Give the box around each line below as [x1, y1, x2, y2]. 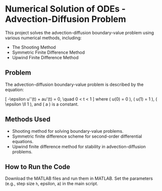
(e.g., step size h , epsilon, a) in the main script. [5, 181, 98, 187]
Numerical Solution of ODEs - [5, 3, 126, 15]
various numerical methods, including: [5, 35, 82, 41]
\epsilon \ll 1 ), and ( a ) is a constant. [5, 101, 79, 107]
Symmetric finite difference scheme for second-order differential [12, 133, 142, 139]
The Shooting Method [12, 44, 56, 50]
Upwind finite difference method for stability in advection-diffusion [12, 143, 146, 149]
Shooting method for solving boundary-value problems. [12, 128, 124, 134]
